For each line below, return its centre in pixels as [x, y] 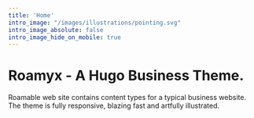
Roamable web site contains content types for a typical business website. [127, 98]
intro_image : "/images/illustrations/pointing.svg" [94, 23]
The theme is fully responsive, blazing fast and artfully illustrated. [114, 105]
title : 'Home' [31, 15]
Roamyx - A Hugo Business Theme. [126, 76]
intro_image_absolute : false [56, 30]
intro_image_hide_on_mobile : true [65, 37]
